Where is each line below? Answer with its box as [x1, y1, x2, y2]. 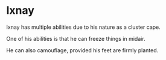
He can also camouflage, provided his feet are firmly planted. [6, 46, 159, 54]
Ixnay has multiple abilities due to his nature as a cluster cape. [6, 23, 161, 31]
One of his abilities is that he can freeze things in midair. [6, 35, 146, 42]
